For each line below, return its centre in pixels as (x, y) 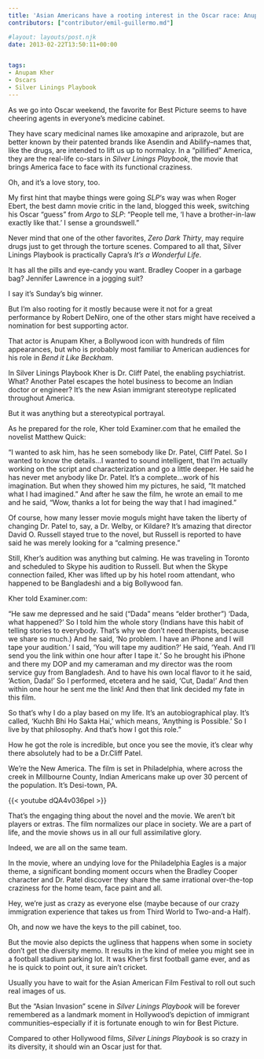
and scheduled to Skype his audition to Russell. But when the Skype (118, 566)
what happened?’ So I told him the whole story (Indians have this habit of (126, 622)
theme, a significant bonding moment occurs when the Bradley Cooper (123, 871)
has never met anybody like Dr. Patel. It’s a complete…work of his (114, 477)
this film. (22, 697)
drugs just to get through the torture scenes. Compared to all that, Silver (125, 246)
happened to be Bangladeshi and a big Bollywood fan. (95, 583)
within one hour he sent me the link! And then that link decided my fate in (126, 689)
